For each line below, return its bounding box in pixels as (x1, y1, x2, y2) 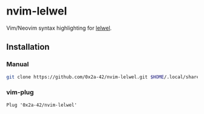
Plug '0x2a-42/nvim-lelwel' (6, 102, 78, 108)
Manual (6, 60, 29, 69)
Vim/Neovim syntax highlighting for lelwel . (6, 24, 112, 32)
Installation (6, 42, 50, 52)
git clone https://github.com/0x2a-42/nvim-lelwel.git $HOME (6, 74, 165, 80)
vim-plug (6, 88, 35, 96)
